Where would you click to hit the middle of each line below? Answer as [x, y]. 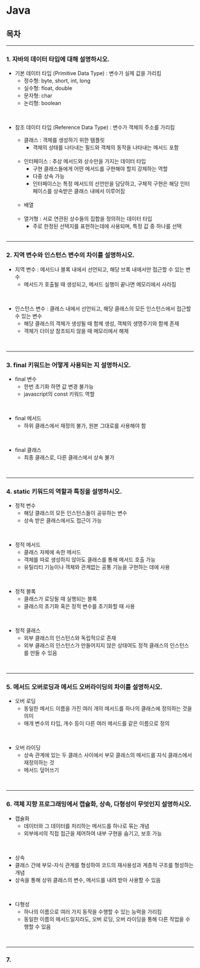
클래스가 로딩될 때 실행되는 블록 [60, 599]
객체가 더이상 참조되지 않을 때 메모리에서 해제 [76, 331]
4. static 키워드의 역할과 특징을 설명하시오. [64, 491]
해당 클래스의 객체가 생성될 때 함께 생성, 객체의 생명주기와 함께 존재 [101, 323]
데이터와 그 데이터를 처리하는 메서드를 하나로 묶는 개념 [87, 826]
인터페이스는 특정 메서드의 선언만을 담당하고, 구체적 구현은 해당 [106, 184]
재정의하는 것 [39, 763]
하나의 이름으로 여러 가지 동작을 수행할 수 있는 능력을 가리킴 [93, 911]
